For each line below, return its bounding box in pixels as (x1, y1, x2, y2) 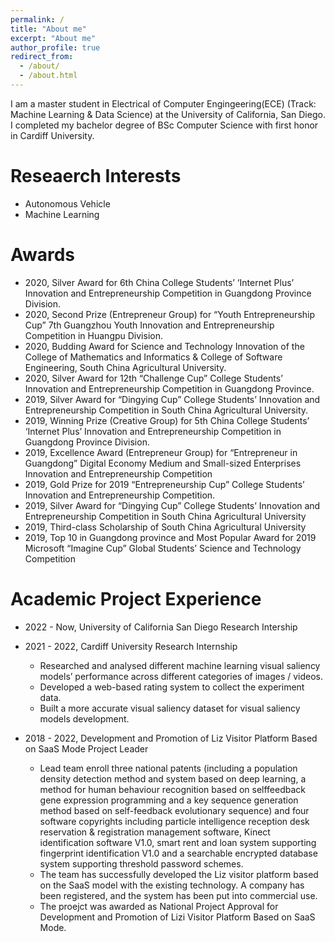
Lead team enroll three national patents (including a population (39, 762, 298, 774)
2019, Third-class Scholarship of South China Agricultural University (24, 521, 307, 533)
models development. (39, 712, 130, 725)
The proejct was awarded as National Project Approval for (39, 900, 279, 912)
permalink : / (10, 14, 65, 25)
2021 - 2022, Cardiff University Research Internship (24, 640, 238, 652)
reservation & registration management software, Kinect (39, 826, 271, 838)
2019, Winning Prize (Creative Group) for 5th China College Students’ (24, 414, 310, 426)
